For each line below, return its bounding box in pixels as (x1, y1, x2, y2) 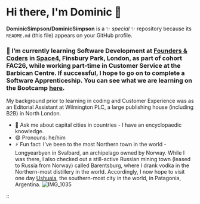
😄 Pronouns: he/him (14, 134, 66, 142)
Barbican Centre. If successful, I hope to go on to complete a (6, 68, 185, 77)
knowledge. (14, 128, 44, 135)
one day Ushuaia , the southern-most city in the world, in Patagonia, (14, 175, 181, 182)
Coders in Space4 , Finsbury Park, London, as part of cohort (6, 54, 182, 62)
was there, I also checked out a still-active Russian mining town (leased (14, 156, 191, 163)
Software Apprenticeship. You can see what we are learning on (6, 76, 193, 84)
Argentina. (14, 181, 41, 188)
